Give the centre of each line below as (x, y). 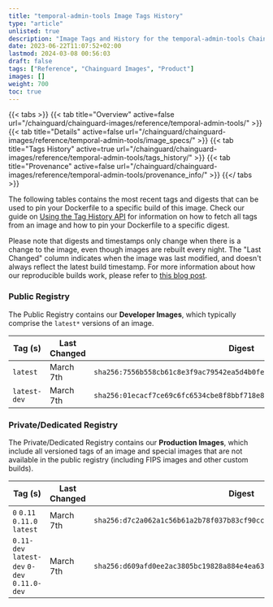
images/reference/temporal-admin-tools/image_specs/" (102, 141)
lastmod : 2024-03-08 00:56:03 (60, 54)
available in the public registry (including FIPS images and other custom (128, 459)
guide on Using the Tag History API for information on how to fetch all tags (133, 217)
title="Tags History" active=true (62, 149)
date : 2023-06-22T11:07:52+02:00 (65, 46)
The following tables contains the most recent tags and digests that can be (134, 199)
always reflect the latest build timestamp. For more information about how (132, 267)
